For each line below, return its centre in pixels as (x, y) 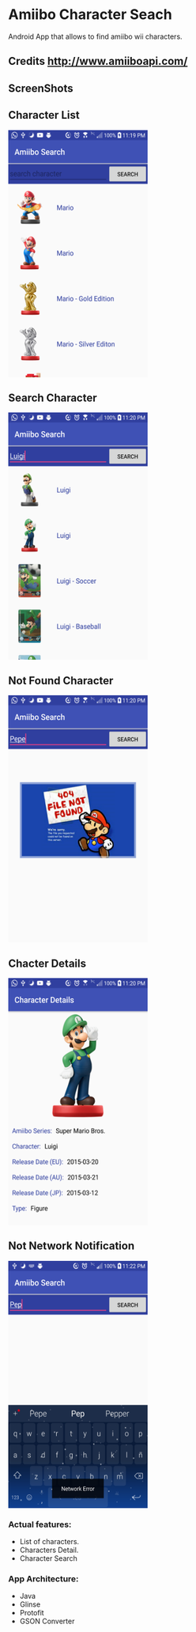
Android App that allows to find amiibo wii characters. (96, 36)
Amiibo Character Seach (90, 15)
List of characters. (49, 1542)
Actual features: (40, 1524)
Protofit (32, 1613)
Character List (44, 115)
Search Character (53, 398)
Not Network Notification (72, 1246)
